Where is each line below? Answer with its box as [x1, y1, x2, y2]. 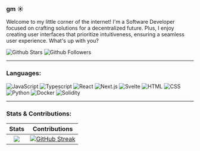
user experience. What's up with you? [6, 37, 99, 45]
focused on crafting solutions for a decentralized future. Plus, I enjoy [6, 24, 174, 32]
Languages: [6, 69, 42, 77]
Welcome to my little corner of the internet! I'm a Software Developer [6, 18, 176, 26]
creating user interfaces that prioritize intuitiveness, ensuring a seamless [6, 31, 185, 38]
